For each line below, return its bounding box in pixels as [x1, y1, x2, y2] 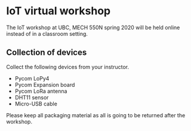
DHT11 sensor [14, 93, 49, 101]
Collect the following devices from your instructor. [6, 63, 130, 70]
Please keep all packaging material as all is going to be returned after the [6, 111, 186, 118]
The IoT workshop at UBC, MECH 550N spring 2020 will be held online [6, 24, 180, 31]
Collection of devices [6, 48, 87, 58]
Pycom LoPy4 [14, 74, 50, 82]
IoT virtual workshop [6, 4, 111, 18]
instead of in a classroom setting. [6, 30, 88, 37]
